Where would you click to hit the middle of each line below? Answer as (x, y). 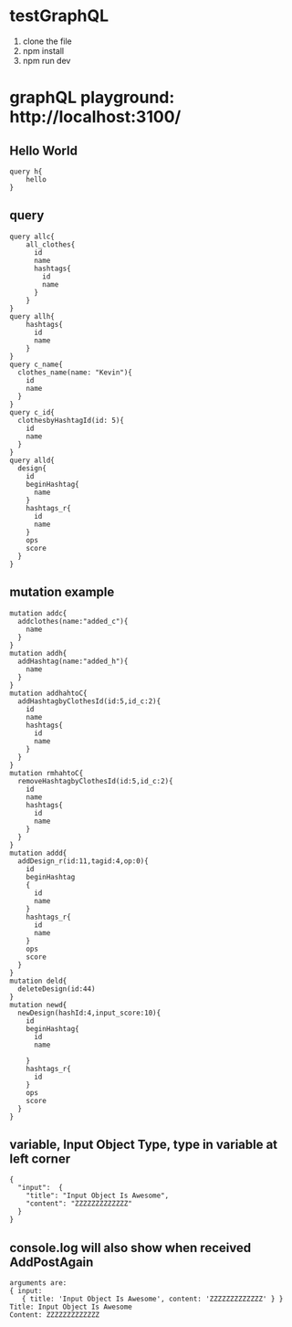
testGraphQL (59, 16)
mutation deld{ (38, 981)
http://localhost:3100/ (95, 117)
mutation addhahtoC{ (49, 693)
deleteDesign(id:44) (57, 989)
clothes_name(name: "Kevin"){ (75, 372)
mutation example (62, 592)
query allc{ (32, 237)
